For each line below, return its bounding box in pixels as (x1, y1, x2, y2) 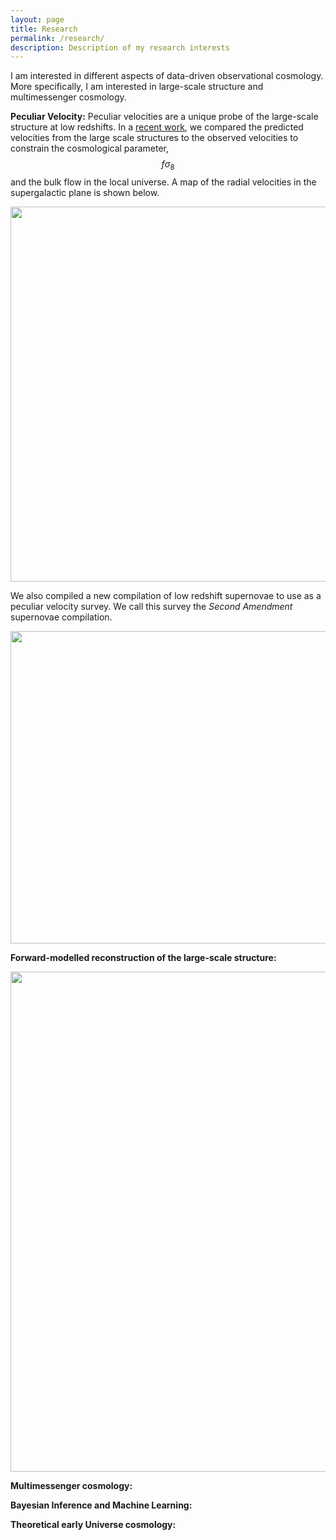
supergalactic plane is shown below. (10, 187, 160, 199)
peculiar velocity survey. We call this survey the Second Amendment (10, 601, 293, 613)
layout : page (10, 14, 65, 25)
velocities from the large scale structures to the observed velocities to (10, 132, 299, 144)
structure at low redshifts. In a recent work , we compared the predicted (10, 121, 304, 133)
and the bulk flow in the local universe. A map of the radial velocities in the (10, 176, 317, 188)
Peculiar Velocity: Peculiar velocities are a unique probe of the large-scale (10, 111, 319, 123)
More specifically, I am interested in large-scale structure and (10, 81, 264, 93)
